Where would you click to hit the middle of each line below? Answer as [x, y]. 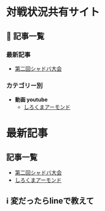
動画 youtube [31, 100]
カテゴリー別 [25, 85]
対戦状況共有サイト [53, 12]
